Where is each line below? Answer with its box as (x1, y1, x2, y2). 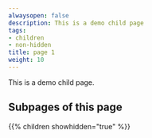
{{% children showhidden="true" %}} (8, 121, 131, 131)
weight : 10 (8, 56, 45, 64)
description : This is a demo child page (8, 19, 145, 27)
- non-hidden (8, 41, 52, 49)
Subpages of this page (8, 101, 123, 114)
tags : (8, 26, 26, 34)
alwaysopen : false (8, 11, 69, 20)
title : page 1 (8, 48, 56, 56)
